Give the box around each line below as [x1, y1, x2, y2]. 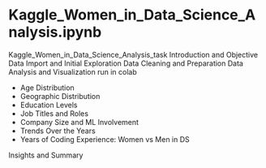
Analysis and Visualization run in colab [8, 67, 137, 76]
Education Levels [19, 100, 78, 110]
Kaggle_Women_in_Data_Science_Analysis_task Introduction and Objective [8, 50, 258, 59]
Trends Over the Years [19, 126, 96, 136]
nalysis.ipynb [8, 23, 102, 41]
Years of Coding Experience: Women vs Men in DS [19, 134, 191, 144]
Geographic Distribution [19, 91, 101, 101]
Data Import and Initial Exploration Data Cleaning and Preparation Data [8, 58, 243, 68]
